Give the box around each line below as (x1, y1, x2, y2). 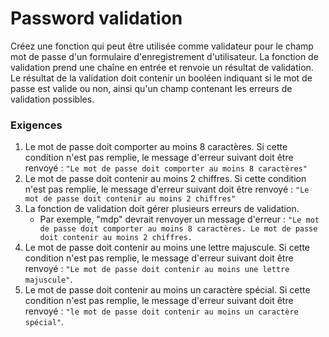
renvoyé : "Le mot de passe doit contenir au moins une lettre (24, 263, 290, 275)
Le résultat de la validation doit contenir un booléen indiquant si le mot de (10, 72, 313, 84)
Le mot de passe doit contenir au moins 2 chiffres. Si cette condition (24, 173, 307, 185)
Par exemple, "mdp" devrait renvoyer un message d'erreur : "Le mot (39, 213, 320, 226)
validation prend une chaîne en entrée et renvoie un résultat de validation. (10, 61, 314, 73)
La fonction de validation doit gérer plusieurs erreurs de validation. (24, 203, 300, 215)
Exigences (10, 118, 63, 132)
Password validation (10, 7, 183, 30)
